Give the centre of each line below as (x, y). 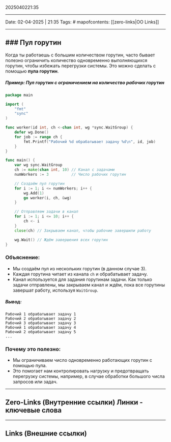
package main (19, 95)
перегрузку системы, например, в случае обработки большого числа (89, 376)
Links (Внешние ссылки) (46, 434)
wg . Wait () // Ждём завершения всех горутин (61, 240)
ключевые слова (34, 410)
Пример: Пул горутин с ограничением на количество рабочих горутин (85, 83)
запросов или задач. (35, 382)
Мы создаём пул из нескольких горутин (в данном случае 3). (79, 268)
